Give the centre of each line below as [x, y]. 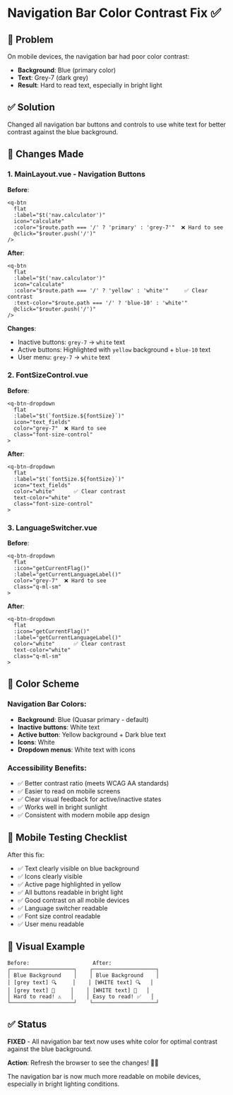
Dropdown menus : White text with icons [77, 750]
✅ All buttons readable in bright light [70, 892]
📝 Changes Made [46, 154]
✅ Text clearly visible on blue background [78, 868]
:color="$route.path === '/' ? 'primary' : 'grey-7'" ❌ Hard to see [119, 227]
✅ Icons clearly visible [50, 876]
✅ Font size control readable [59, 916]
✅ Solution [31, 107]
